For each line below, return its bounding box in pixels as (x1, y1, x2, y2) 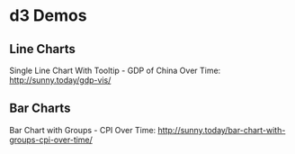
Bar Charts (9, 101, 71, 116)
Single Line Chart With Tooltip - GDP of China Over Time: (9, 65, 221, 76)
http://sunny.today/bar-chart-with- (157, 124, 286, 135)
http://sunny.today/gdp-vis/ (9, 75, 112, 86)
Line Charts (9, 41, 76, 57)
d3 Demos (9, 5, 87, 26)
